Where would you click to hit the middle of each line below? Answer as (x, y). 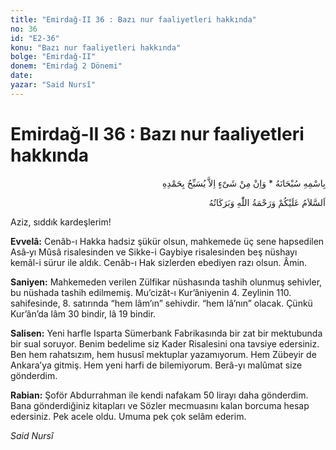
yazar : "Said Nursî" (53, 85)
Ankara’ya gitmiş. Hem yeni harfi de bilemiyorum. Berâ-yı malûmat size (156, 365)
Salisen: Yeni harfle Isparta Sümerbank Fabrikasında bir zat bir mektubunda (166, 333)
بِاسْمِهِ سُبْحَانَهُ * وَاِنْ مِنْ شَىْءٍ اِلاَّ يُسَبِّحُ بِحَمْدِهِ (244, 183)
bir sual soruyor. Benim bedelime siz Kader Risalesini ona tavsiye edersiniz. (165, 343)
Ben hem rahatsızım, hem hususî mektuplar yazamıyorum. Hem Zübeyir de (163, 354)
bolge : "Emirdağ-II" (53, 57)
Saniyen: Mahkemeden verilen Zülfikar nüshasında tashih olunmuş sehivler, (166, 282)
